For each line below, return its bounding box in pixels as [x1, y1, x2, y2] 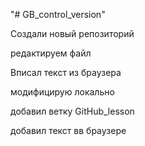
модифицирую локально [10, 86, 115, 98]
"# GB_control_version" [10, 9, 106, 20]
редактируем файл [10, 47, 92, 59]
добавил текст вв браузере [10, 125, 127, 136]
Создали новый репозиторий [10, 28, 135, 39]
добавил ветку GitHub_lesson [10, 105, 135, 117]
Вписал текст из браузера [10, 67, 122, 78]
